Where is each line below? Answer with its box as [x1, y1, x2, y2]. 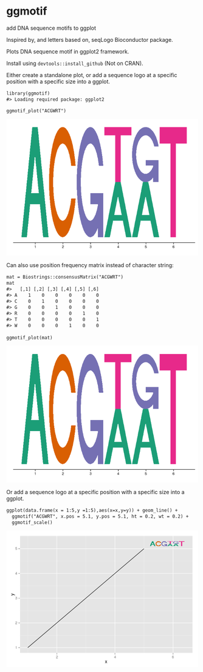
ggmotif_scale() [12, 519, 53, 526]
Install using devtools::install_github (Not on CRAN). [6, 59, 144, 67]
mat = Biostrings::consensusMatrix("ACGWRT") [6, 274, 123, 280]
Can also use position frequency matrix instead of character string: [6, 261, 174, 268]
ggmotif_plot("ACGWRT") [6, 107, 67, 114]
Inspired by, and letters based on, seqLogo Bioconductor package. [6, 36, 173, 43]
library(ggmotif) [6, 90, 50, 97]
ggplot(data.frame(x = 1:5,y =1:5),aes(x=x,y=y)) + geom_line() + [6, 507, 178, 514]
